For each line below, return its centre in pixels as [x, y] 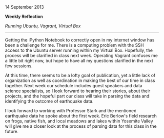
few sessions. [19, 66]
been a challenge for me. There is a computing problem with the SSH [74, 45]
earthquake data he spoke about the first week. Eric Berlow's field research [81, 116]
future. [12, 131]
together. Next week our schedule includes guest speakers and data [74, 86]
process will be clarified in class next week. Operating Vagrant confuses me [81, 55]
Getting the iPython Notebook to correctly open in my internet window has [80, 40]
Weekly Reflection [24, 16]
